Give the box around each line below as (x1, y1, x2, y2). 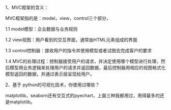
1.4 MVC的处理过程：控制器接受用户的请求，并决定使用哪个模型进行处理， (5, 58, 161, 64)
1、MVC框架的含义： (5, 5, 49, 10)
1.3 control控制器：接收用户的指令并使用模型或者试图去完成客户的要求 (5, 48, 152, 53)
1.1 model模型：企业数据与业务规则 (5, 26, 78, 32)
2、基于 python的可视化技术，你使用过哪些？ (5, 82, 100, 88)
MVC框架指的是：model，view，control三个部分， (5, 15, 111, 21)
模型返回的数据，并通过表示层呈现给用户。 (5, 71, 95, 77)
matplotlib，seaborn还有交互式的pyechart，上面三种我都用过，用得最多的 (5, 93, 160, 98)
